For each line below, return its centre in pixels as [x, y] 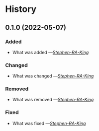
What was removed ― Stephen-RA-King [53, 100]
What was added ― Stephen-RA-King [50, 52]
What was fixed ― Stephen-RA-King [49, 123]
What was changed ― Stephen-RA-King [53, 76]
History [21, 9]
